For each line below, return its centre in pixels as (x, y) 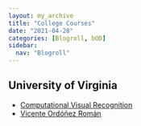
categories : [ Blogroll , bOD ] (57, 38)
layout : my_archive (41, 16)
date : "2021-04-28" (41, 30)
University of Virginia (63, 85)
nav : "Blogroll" (43, 53)
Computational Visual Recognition (76, 104)
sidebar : (23, 46)
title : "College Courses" (52, 23)
